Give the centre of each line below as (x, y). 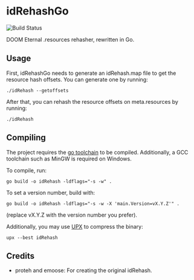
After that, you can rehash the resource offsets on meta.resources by (92, 101)
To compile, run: (27, 170)
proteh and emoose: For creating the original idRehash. (83, 270)
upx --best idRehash (32, 237)
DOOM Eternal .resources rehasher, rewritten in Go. (70, 39)
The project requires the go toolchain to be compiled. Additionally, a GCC (97, 152)
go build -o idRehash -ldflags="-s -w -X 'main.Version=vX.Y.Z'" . (93, 203)
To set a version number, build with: (51, 192)
